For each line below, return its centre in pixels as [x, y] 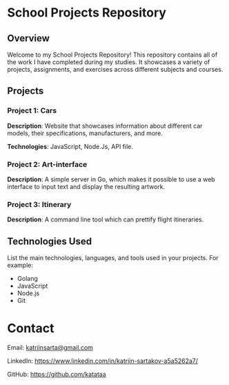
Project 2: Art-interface [47, 164]
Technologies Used [49, 241]
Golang [27, 279]
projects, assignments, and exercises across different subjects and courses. [115, 69]
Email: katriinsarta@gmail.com [50, 348]
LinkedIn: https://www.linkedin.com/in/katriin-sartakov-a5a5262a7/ [103, 361]
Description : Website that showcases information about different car [105, 126]
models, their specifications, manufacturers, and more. [85, 133]
